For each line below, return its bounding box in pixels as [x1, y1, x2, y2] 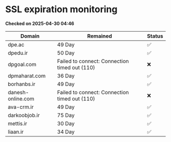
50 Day [57, 49, 75, 56]
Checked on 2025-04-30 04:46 [5, 20, 75, 26]
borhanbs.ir [8, 80, 36, 88]
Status [147, 32, 163, 39]
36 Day [57, 72, 75, 79]
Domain [20, 32, 40, 39]
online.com [8, 95, 35, 102]
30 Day [57, 120, 75, 127]
